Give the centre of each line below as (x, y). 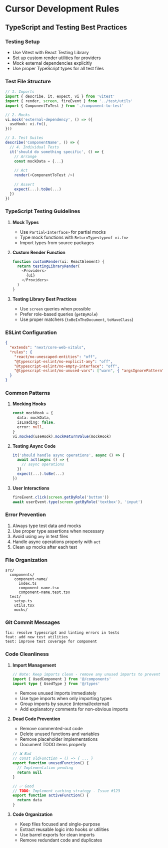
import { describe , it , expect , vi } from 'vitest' (60, 97)
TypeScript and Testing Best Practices (66, 27)
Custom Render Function (39, 252)
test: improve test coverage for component (51, 642)
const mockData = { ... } (39, 161)
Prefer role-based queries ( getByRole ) (59, 314)
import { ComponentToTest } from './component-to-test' (64, 106)
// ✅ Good (23, 786)
